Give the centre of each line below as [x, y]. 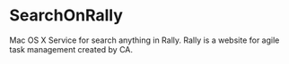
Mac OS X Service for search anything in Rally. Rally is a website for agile [144, 40]
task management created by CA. [71, 49]
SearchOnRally [66, 16]
